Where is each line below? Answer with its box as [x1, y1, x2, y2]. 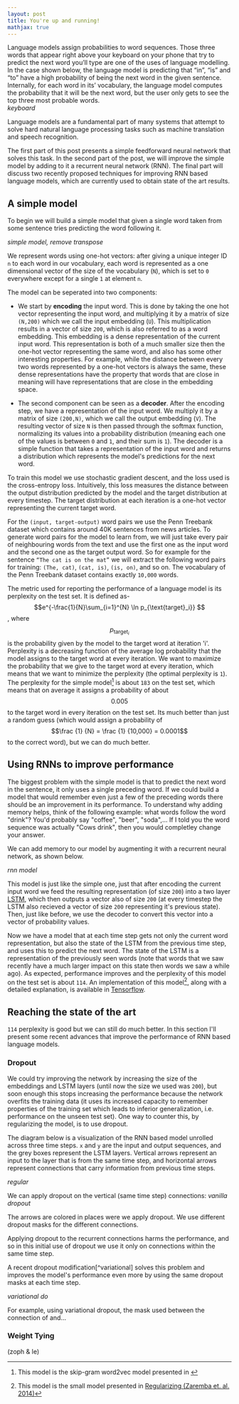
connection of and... [7, 1313, 66, 1322]
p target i [110, 625, 129, 636]
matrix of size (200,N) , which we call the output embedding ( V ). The [17, 414, 217, 423]
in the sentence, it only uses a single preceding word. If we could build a [7, 785, 219, 793]
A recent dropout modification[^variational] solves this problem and [7, 1263, 205, 1271]
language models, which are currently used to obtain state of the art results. [7, 177, 230, 185]
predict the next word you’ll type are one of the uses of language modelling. [7, 58, 230, 67]
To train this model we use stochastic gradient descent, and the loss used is [7, 473, 230, 482]
